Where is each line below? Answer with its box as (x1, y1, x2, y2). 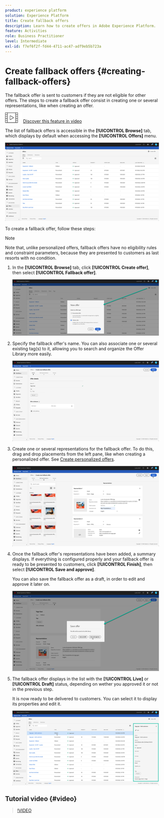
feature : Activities (5, 28, 47, 34)
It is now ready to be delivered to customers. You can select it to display (12, 695, 157, 701)
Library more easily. (12, 351, 52, 357)
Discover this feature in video (22, 118, 82, 124)
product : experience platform (5, 8, 67, 13)
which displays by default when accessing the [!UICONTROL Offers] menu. (5, 132, 157, 139)
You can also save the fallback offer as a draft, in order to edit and (12, 576, 145, 582)
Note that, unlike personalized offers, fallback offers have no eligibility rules (5, 244, 157, 250)
